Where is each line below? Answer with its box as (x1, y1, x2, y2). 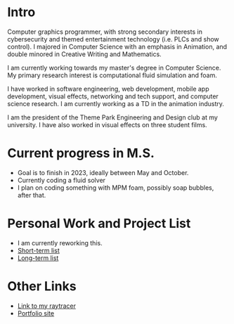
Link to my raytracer (17, 302, 76, 310)
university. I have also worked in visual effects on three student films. (7, 120, 207, 129)
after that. (17, 190, 46, 199)
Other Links (7, 278, 77, 294)
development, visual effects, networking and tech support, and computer (7, 92, 219, 101)
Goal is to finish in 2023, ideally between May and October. (17, 168, 189, 176)
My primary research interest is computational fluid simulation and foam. (7, 71, 218, 79)
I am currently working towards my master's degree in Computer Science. (7, 63, 221, 72)
